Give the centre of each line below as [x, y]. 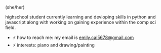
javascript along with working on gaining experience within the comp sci [80, 22]
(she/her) [15, 7]
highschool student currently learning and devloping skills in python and [80, 17]
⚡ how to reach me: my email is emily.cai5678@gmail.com [73, 37]
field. [11, 27]
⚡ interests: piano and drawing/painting [54, 45]
